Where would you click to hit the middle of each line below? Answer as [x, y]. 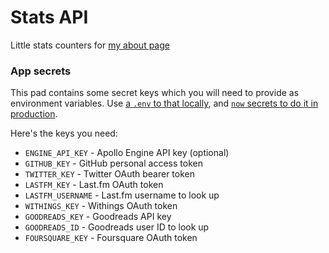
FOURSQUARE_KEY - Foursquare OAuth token [111, 238]
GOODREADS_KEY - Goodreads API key [98, 217]
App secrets [41, 71]
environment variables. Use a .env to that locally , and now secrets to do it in [164, 103]
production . [34, 114]
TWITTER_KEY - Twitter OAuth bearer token [110, 174]
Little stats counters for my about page [90, 45]
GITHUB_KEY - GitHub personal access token [113, 163]
